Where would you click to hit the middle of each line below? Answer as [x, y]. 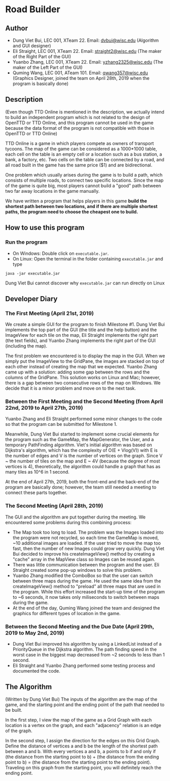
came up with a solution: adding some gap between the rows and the [77, 372]
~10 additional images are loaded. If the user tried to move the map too [87, 543]
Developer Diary [31, 299]
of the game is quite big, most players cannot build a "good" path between [83, 185]
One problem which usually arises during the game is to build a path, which [84, 175]
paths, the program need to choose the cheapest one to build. [72, 212]
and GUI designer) [32, 46]
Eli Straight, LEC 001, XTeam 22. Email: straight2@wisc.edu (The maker [87, 51]
